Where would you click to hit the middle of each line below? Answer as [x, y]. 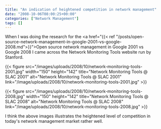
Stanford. [14, 57]
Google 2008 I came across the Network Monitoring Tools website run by [78, 52]
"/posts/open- [130, 37]
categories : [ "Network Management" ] [42, 18]
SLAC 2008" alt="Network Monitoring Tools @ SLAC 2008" [64, 101]
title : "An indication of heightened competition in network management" [81, 9]
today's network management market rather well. [54, 121]
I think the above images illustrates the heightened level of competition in [78, 116]
